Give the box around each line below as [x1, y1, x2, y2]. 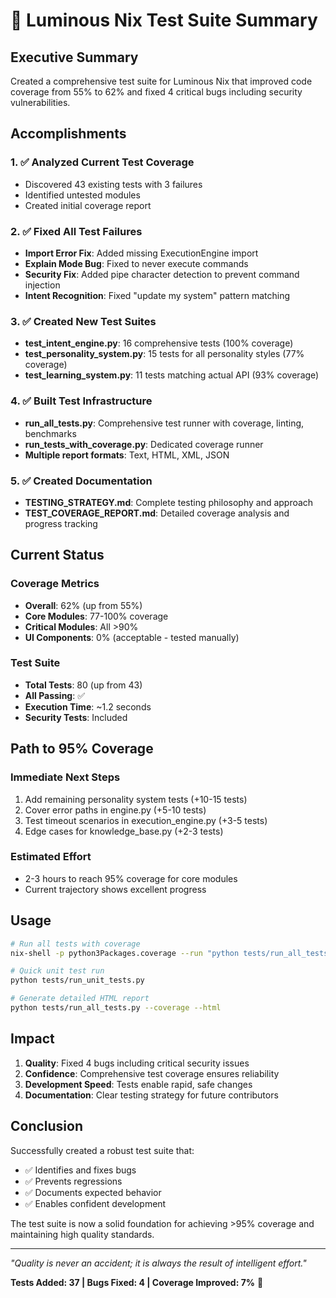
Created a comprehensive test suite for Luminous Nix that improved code [10, 75, 313, 87]
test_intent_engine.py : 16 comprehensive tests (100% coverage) [24, 337, 294, 349]
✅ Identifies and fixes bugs [24, 1164, 137, 1176]
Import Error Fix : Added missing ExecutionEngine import [24, 247, 259, 259]
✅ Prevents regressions [24, 1175, 123, 1187]
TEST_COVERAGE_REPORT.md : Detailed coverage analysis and [24, 507, 290, 519]
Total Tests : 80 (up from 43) [24, 679, 143, 691]
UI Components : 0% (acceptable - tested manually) [24, 631, 240, 643]
